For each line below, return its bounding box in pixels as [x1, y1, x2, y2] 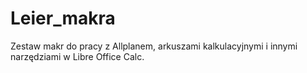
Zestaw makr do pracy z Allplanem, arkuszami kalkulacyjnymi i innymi [10, 40, 298, 52]
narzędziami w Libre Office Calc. [10, 50, 145, 62]
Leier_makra [10, 7, 116, 30]
